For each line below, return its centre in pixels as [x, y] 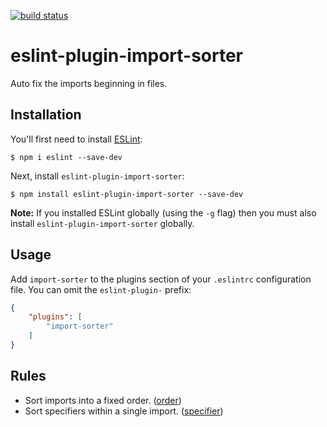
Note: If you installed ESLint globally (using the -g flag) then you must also [163, 212]
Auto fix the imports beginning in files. [89, 83]
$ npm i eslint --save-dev [66, 157]
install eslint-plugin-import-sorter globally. [102, 223]
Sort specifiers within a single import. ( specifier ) [124, 411]
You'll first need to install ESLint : [76, 139]
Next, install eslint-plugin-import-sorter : [97, 176]
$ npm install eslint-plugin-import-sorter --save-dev [127, 194]
